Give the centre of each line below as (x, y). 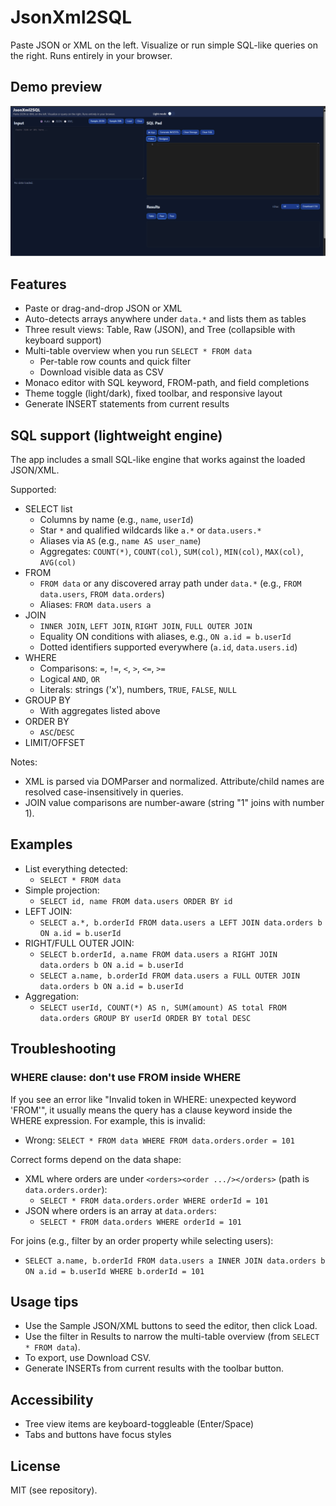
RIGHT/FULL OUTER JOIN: (79, 943)
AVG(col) (58, 563)
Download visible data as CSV (101, 372)
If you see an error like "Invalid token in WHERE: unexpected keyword (153, 1099)
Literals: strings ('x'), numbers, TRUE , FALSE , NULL (138, 690)
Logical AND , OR (70, 679)
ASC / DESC (57, 732)
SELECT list (48, 509)
